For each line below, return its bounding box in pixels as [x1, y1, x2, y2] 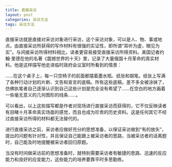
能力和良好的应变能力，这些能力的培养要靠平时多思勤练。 [5, 156, 126, 162]
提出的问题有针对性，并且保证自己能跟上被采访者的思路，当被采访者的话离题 [5, 133, 167, 139]
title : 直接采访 [5, 7, 37, 13]
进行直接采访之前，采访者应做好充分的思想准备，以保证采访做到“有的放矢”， [5, 126, 166, 133]
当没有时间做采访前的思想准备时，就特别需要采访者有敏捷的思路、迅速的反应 [5, 150, 167, 156]
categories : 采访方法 [5, 17, 49, 22]
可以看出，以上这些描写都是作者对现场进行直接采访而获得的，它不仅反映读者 [5, 103, 167, 109]
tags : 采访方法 [5, 21, 35, 27]
